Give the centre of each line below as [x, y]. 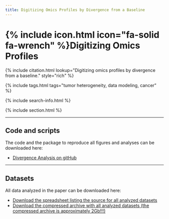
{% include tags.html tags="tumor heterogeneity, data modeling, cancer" [81, 85]
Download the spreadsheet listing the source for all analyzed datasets [85, 200]
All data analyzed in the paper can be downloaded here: [63, 191]
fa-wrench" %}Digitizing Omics [73, 45]
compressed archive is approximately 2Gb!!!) [59, 211]
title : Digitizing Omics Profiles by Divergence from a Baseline [75, 10]
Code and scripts [33, 131]
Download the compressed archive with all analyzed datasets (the [81, 206]
